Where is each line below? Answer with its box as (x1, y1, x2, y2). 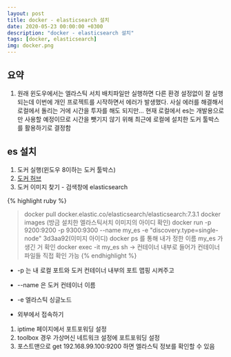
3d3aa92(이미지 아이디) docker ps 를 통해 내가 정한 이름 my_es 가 (43, 234, 223, 242)
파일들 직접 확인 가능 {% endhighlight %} (23, 251, 137, 260)
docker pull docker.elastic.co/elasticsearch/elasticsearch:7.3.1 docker (23, 210, 221, 218)
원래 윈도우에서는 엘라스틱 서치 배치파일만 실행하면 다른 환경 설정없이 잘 (17, 89, 211, 97)
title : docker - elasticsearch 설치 (7, 17, 110, 23)
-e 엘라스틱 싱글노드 (17, 295, 72, 304)
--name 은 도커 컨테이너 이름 (17, 280, 96, 289)
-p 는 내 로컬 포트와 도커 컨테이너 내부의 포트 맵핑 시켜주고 (17, 266, 174, 274)
